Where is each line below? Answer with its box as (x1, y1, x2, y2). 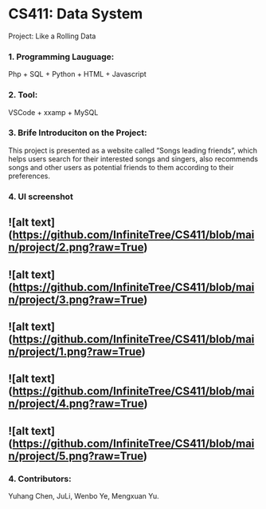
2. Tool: (8, 89, 38, 101)
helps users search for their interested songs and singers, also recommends (8, 153, 259, 164)
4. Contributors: (8, 473, 72, 484)
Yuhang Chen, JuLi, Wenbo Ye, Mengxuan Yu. (8, 491, 159, 500)
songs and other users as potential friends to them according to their (8, 162, 234, 172)
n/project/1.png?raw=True (8, 344, 142, 358)
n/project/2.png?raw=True (8, 241, 144, 254)
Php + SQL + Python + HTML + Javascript (8, 70, 147, 79)
